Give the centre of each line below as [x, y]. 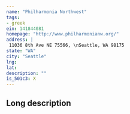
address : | [20, 40]
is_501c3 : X [21, 79]
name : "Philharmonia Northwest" [46, 12]
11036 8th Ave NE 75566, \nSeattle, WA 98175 [66, 46]
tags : [13, 17]
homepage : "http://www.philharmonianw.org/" [63, 34]
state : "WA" [21, 51]
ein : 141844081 [25, 28]
